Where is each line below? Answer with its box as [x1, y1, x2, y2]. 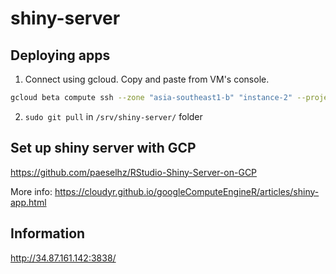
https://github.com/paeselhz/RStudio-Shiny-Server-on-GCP [10, 166, 258, 178]
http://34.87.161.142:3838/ [10, 252, 117, 264]
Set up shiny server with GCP [10, 140, 197, 157]
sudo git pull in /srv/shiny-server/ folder [24, 110, 203, 122]
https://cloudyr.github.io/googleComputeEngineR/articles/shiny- [54, 185, 320, 197]
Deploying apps [10, 47, 111, 64]
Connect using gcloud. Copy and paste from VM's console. [24, 73, 270, 85]
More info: [10, 185, 53, 197]
